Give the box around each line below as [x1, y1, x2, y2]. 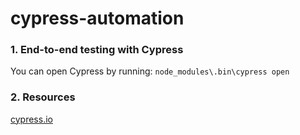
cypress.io [10, 113, 53, 125]
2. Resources [10, 90, 76, 104]
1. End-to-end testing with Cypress [10, 43, 184, 57]
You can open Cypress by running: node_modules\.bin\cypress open [10, 65, 290, 77]
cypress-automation [10, 7, 185, 30]
